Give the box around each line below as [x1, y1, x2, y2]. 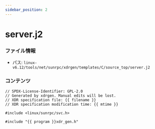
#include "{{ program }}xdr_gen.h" [5, 120, 79, 125]
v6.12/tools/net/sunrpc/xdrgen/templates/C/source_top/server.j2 [12, 65, 150, 70]
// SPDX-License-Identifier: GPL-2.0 [5, 89, 83, 94]
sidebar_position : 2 [5, 7, 48, 12]
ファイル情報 [5, 47, 36, 54]
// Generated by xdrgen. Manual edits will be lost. [5, 93, 116, 98]
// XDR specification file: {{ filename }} [5, 98, 97, 103]
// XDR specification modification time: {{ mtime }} [5, 102, 119, 107]
